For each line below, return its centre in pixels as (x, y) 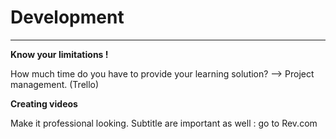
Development (67, 17)
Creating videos (44, 103)
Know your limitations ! (59, 54)
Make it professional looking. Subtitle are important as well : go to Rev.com (164, 123)
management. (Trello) (55, 84)
